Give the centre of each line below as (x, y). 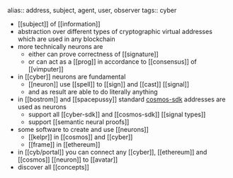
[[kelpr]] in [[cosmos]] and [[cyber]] (80, 137)
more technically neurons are (60, 46)
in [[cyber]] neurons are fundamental (72, 77)
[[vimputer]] (46, 69)
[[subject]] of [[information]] (59, 24)
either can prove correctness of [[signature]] (93, 54)
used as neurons (42, 107)
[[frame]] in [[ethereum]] (64, 144)
